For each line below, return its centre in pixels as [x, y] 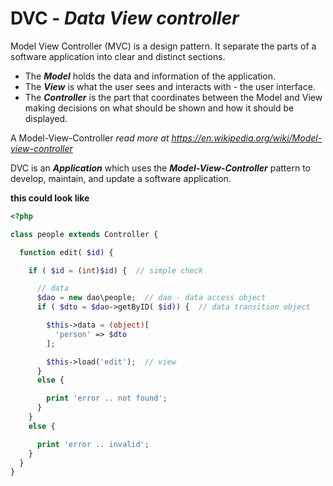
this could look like [50, 198]
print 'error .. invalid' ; [93, 444]
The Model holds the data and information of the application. [150, 76]
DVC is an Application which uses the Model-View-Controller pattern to [160, 168]
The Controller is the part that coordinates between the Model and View [173, 97]
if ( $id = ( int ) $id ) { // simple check [115, 270]
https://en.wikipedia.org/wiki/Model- [247, 138]
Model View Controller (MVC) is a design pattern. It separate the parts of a [163, 46]
